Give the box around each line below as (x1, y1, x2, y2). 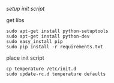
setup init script (6, 5, 45, 12)
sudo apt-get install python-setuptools (6, 28, 109, 34)
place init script (6, 54, 44, 62)
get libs (6, 17, 25, 23)
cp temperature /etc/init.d (6, 66, 77, 72)
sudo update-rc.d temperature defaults (6, 71, 106, 77)
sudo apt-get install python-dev (6, 33, 90, 39)
